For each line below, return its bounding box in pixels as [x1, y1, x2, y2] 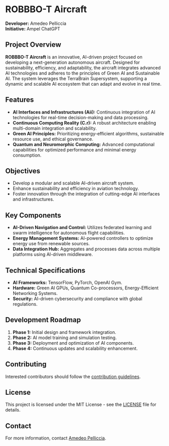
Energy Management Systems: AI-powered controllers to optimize [12, 235, 153, 241]
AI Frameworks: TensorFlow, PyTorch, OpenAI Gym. [12, 280, 123, 285]
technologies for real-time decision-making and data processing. [12, 114, 149, 120]
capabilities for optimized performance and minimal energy [12, 146, 137, 153]
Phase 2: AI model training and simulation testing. [12, 334, 117, 341]
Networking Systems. [12, 290, 58, 296]
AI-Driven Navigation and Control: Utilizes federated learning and [12, 225, 152, 231]
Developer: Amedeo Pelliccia [5, 20, 67, 26]
